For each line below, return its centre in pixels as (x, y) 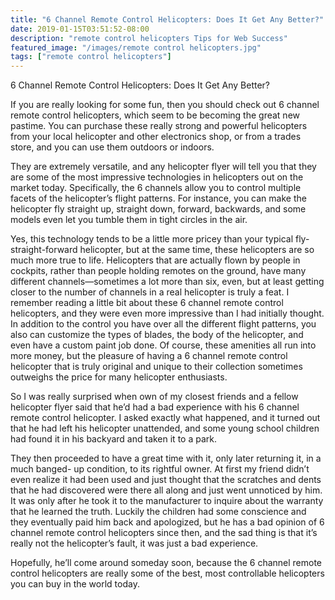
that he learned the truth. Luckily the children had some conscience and (158, 512)
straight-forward (44, 250)
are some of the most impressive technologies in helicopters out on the (157, 177)
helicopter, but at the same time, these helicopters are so (197, 250)
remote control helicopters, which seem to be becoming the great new (155, 115)
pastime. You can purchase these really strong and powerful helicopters (159, 126)
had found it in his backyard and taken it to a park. (113, 439)
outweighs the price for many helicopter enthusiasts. (119, 377)
